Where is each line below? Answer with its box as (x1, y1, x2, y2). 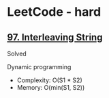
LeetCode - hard (7, 4, 102, 20)
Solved (7, 49, 27, 58)
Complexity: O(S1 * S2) (16, 76, 83, 84)
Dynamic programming (7, 63, 72, 71)
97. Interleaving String (7, 32, 103, 43)
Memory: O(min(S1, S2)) (16, 84, 85, 91)
